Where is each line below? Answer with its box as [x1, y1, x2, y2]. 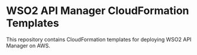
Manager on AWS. [6, 42, 50, 49]
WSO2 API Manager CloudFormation [6, 4, 189, 18]
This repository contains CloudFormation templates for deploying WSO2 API [6, 36, 192, 43]
